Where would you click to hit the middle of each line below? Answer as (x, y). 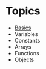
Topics (23, 11)
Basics (23, 28)
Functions (27, 53)
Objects (24, 59)
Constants (27, 40)
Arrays (23, 47)
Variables (26, 34)
